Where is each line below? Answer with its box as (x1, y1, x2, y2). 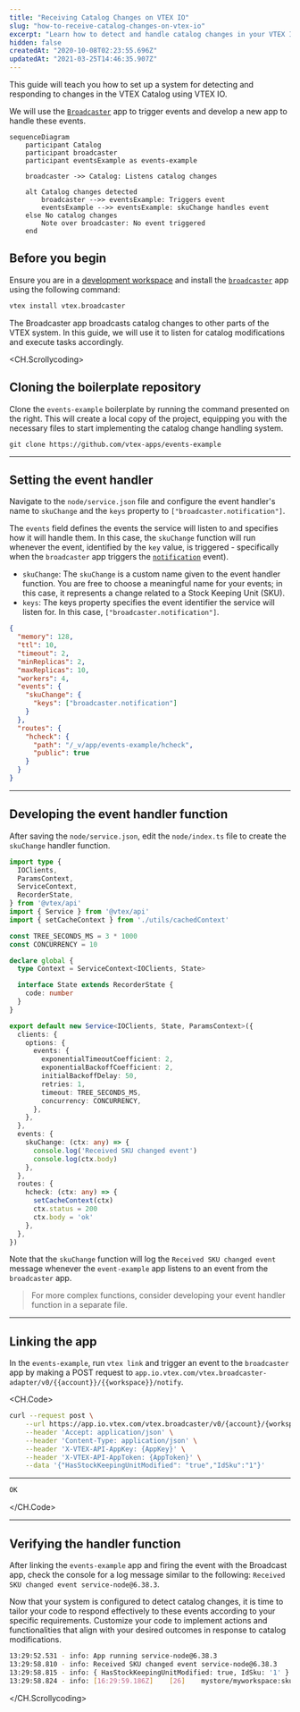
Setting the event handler (9, 472, 154, 487)
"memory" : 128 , (17, 632, 74, 642)
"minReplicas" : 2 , (17, 657, 87, 666)
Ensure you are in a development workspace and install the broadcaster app (9, 274, 289, 285)
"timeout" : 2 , (17, 649, 70, 658)
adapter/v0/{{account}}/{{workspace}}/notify (9, 1379, 181, 1387)
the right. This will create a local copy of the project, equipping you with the (9, 413, 287, 424)
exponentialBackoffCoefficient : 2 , (41, 1063, 174, 1073)
